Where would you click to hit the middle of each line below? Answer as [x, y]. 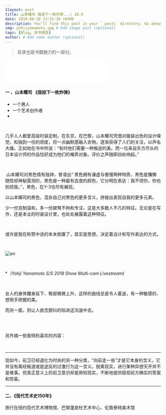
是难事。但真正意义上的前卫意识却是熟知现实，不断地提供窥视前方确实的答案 [83, 373]
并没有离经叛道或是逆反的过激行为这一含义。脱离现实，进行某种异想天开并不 [83, 367]
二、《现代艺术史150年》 [30, 396]
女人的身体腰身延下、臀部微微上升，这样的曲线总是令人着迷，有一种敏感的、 [83, 294]
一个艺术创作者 [27, 111]
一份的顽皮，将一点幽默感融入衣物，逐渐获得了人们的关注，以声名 [94, 142]
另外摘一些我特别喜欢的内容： [35, 336]
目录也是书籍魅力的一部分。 [45, 52]
